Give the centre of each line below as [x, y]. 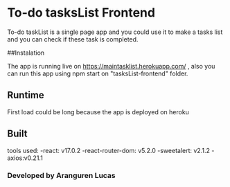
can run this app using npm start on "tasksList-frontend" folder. [98, 73]
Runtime [26, 95]
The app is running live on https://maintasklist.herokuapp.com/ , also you [111, 66]
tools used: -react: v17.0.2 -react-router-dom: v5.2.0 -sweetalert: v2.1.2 [108, 150]
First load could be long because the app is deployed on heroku [98, 112]
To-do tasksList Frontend [81, 13]
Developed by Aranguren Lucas [61, 176]
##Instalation [26, 53]
